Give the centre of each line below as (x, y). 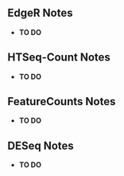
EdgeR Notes (40, 13)
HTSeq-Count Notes (59, 58)
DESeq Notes (41, 145)
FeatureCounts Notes (62, 102)
